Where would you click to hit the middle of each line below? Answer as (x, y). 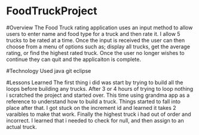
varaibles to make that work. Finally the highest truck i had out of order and (99, 114)
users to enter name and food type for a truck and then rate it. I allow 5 (93, 33)
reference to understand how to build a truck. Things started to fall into (94, 101)
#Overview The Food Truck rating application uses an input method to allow (99, 27)
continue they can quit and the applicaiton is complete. (74, 59)
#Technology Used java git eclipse (49, 70)
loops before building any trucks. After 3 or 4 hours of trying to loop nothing (100, 88)
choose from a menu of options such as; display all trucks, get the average (98, 47)
